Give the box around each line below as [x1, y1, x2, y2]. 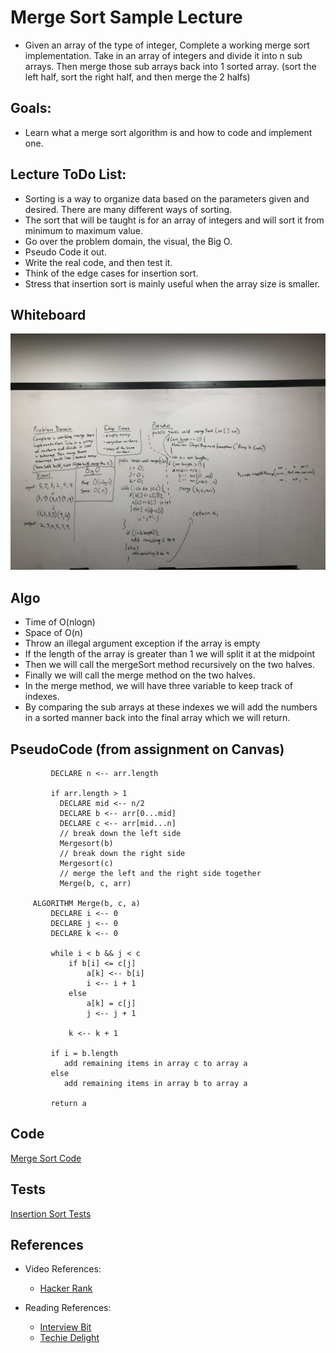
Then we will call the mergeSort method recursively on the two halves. [24, 659, 316, 671]
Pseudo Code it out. [24, 246, 107, 258]
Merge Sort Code [10, 1152, 82, 1164]
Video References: [24, 1263, 102, 1275]
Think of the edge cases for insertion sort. [24, 267, 199, 279]
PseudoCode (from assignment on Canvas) [10, 741, 285, 758]
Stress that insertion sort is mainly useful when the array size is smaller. [24, 277, 321, 290]
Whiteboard [10, 306, 87, 323]
